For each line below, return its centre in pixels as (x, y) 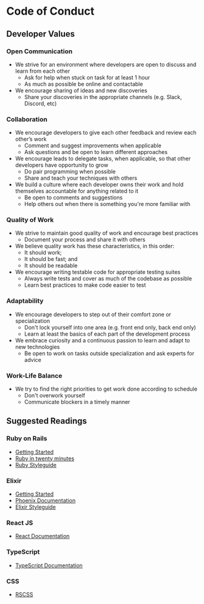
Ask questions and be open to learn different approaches (96, 152)
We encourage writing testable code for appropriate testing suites (98, 272)
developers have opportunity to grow (62, 165)
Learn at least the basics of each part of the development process (107, 334)
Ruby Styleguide (36, 465)
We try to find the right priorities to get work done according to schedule (106, 389)
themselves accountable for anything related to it (77, 191)
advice (33, 359)
